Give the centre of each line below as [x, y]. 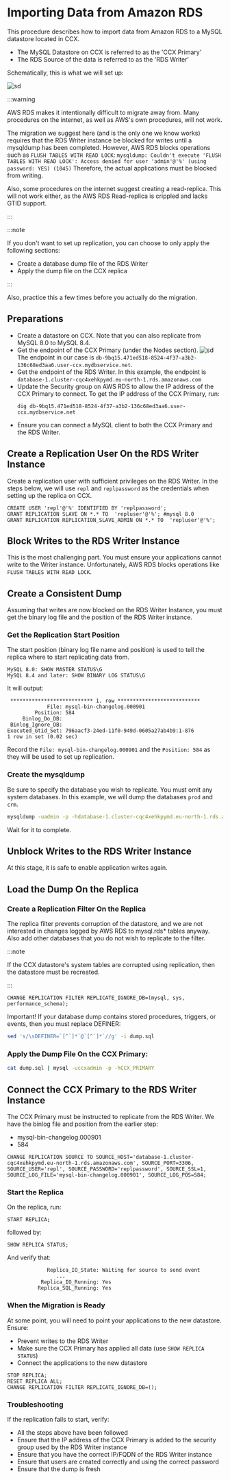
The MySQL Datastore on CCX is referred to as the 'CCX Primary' [109, 52]
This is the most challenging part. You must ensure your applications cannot [114, 557]
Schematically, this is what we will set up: [65, 73]
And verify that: [29, 1257]
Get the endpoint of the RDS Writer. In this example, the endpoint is [112, 372]
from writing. [25, 175]
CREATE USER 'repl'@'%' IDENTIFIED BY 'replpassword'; [87, 508]
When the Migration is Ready [56, 1305]
